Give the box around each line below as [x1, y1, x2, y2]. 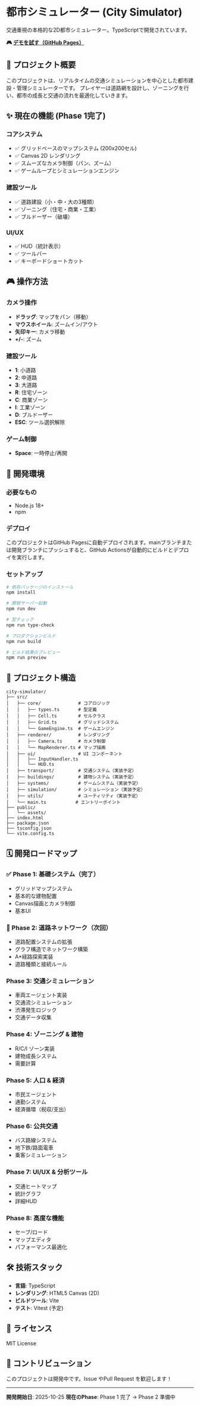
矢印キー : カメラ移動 [14, 328, 65, 335]
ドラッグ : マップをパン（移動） [14, 313, 92, 320]
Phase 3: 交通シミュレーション [6, 977, 94, 986]
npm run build [6, 638, 42, 644]
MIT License [6, 1339, 37, 1346]
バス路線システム [14, 1137, 57, 1144]
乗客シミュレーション [14, 1152, 67, 1159]
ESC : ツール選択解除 [14, 419, 65, 426]
